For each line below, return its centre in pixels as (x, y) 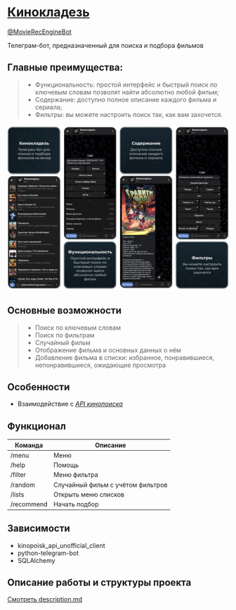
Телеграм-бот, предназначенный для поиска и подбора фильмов (105, 45)
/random (22, 485)
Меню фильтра (76, 475)
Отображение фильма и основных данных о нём (108, 350)
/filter (18, 475)
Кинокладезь (48, 12)
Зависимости (39, 529)
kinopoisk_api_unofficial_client (61, 545)
